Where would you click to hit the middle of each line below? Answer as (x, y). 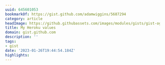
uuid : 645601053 (22, 10)
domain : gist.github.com (30, 32)
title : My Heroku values (30, 28)
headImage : (16, 23)
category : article (24, 19)
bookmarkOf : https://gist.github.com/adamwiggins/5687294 (66, 14)
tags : (11, 42)
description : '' (22, 37)
